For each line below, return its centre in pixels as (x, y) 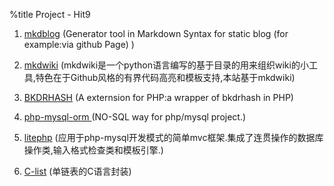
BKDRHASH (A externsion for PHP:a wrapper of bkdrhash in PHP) (158, 97)
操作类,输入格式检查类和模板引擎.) (93, 150)
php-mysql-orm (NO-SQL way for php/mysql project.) (135, 117)
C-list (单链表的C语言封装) (77, 171)
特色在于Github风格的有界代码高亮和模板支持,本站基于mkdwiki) (165, 77)
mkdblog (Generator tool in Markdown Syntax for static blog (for (156, 33)
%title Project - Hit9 (50, 14)
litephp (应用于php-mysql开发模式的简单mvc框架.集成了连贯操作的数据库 (173, 137)
